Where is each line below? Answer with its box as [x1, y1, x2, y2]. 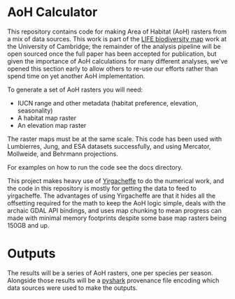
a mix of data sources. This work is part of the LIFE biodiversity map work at [7, 34, 227, 43]
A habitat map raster [17, 113, 77, 122]
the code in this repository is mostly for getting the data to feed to [7, 184, 197, 192]
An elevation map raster [17, 121, 87, 129]
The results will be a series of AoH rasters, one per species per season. [7, 268, 213, 277]
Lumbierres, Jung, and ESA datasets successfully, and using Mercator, [7, 142, 211, 150]
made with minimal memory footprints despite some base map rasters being [7, 214, 227, 222]
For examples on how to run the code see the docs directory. [7, 163, 183, 171]
